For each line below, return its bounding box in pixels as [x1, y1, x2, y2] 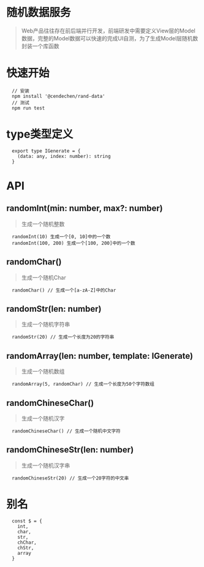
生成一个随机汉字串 [21, 462, 70, 469]
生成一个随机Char [21, 274, 66, 281]
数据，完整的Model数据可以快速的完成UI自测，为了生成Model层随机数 [21, 34, 198, 42]
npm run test [12, 105, 45, 111]
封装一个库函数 [21, 42, 59, 50]
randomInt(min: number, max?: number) [6, 203, 164, 214]
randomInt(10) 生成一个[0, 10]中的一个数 [12, 233, 111, 239]
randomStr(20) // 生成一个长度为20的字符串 [12, 334, 115, 340]
